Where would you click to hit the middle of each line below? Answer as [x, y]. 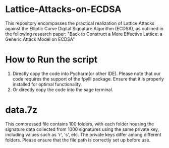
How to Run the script [51, 60]
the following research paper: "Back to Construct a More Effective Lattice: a [84, 34]
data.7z [21, 110]
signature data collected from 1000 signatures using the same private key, [82, 129]
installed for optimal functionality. [47, 84]
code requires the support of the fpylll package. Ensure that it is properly [88, 79]
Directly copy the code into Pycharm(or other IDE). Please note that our [87, 73]
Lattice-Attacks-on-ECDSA [63, 9]
